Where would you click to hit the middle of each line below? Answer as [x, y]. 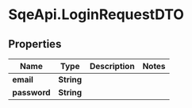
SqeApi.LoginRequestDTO [96, 15]
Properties [35, 44]
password [31, 93]
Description [112, 66]
